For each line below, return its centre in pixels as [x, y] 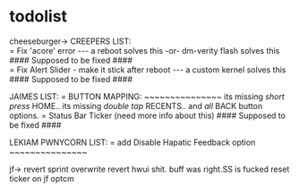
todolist [38, 17]
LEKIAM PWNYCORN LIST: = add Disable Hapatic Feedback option [132, 142]
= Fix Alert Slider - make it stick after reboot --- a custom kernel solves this [148, 70]
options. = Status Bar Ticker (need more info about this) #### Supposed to [148, 115]
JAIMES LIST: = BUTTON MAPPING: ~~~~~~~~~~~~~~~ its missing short [147, 96]
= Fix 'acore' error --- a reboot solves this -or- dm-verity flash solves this [145, 50]
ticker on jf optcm [42, 178]
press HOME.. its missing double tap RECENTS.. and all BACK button [136, 105]
